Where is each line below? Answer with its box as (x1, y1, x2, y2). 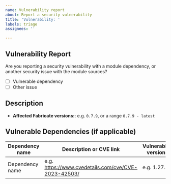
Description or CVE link (62, 145, 120, 152)
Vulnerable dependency (12, 78, 64, 84)
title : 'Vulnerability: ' (5, 17, 60, 22)
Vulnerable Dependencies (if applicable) (5, 128, 136, 136)
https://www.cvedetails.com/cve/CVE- (44, 164, 138, 171)
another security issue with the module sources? (5, 68, 107, 74)
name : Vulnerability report (5, 7, 65, 13)
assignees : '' (5, 26, 36, 32)
